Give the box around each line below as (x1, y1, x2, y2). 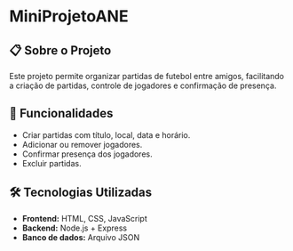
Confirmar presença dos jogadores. (21, 149, 153, 159)
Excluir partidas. (21, 158, 82, 168)
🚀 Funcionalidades (9, 106, 114, 121)
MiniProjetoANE (9, 6, 129, 27)
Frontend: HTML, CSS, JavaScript (21, 213, 148, 223)
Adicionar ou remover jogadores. (21, 139, 143, 150)
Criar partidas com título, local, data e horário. (21, 129, 191, 140)
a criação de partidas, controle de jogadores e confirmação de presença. (9, 80, 277, 91)
